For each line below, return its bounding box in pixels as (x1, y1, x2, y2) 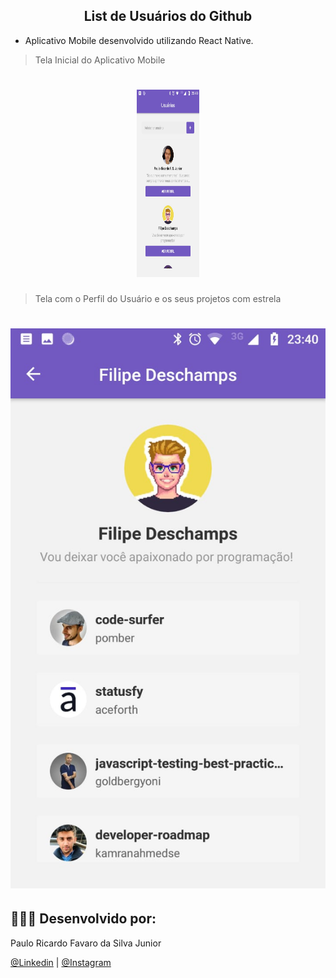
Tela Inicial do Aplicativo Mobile (34, 54, 166, 66)
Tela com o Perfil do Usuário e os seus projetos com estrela (34, 292, 282, 304)
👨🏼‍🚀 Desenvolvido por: (10, 910, 157, 928)
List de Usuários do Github (83, 8, 253, 25)
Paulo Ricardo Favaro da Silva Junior (10, 937, 162, 949)
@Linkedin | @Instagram (10, 956, 112, 968)
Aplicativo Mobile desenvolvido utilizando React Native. (24, 34, 254, 46)
